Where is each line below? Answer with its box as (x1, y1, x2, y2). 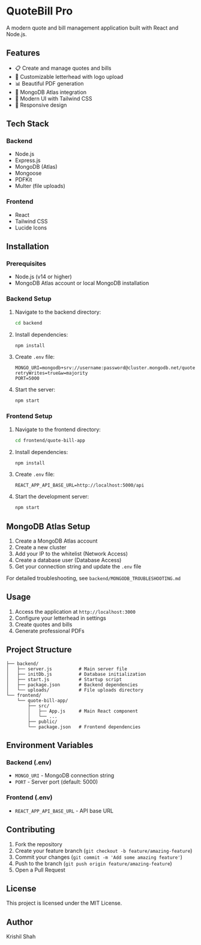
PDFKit (14, 176, 32, 183)
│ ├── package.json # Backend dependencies (6, 682, 138, 688)
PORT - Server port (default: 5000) (14, 778, 98, 785)
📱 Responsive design (14, 101, 67, 108)
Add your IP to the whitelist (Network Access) (14, 550, 128, 558)
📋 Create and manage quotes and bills (14, 64, 112, 72)
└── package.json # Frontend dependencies (28, 724, 141, 730)
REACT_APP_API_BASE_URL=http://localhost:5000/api (14, 482, 145, 488)
